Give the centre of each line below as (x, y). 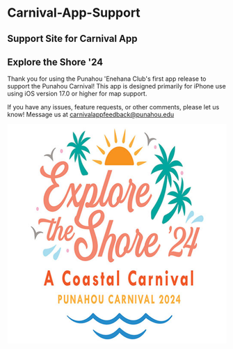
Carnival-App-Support (74, 13)
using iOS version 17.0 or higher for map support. (77, 94)
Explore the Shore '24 (55, 62)
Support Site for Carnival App (72, 39)
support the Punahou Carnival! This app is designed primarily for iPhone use (116, 86)
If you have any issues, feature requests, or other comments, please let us (113, 107)
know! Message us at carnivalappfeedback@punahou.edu (91, 115)
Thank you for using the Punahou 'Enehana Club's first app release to (107, 79)
